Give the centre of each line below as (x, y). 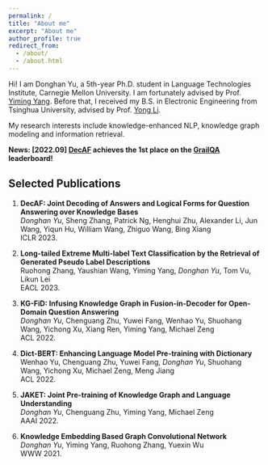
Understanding (46, 403)
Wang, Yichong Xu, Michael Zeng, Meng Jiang (97, 370)
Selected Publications (65, 184)
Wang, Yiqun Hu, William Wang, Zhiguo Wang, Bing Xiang (115, 229)
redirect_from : (34, 46)
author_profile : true (45, 38)
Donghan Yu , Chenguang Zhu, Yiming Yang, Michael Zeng (117, 412)
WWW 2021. (41, 453)
